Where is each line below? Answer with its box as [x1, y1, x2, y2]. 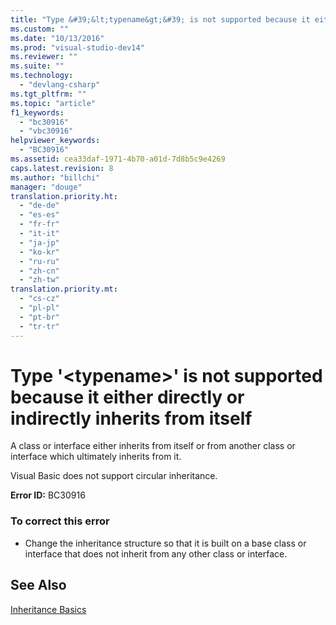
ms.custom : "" [10, 24, 70, 34]
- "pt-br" [19, 312, 60, 322]
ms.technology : [10, 71, 74, 81]
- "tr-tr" [19, 321, 60, 331]
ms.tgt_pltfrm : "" [10, 89, 87, 99]
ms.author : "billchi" [10, 172, 101, 183]
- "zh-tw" [19, 275, 60, 285]
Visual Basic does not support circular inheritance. [10, 470, 218, 482]
